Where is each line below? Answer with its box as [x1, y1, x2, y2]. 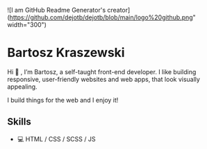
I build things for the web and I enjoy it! [7, 96, 119, 104]
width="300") [7, 21, 47, 28]
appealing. [7, 82, 38, 91]
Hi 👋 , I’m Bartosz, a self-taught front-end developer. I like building [7, 67, 197, 76]
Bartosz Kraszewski [7, 45, 125, 61]
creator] [107, 6, 131, 14]
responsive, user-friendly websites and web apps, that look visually [7, 75, 200, 83]
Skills [7, 116, 31, 128]
